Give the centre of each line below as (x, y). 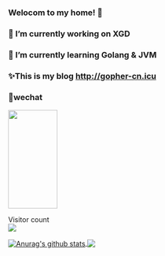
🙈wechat (26, 97)
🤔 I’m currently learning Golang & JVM (82, 54)
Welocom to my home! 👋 (55, 13)
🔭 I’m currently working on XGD (70, 33)
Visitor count (29, 219)
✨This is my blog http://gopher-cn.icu (82, 76)
